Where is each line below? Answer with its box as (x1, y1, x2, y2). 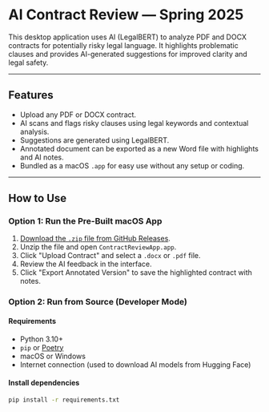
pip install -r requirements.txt (8, 395, 120, 404)
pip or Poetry (19, 342, 64, 352)
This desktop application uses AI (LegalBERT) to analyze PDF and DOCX (8, 32, 247, 42)
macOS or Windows (19, 351, 86, 361)
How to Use (8, 192, 67, 205)
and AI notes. (19, 152, 64, 162)
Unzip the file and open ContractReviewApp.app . (19, 242, 177, 252)
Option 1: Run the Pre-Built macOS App (8, 216, 163, 227)
